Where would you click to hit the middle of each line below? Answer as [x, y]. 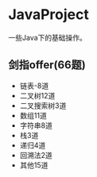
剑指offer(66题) [47, 65]
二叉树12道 [37, 95]
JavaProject [48, 15]
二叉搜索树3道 [43, 106]
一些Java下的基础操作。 [48, 37]
